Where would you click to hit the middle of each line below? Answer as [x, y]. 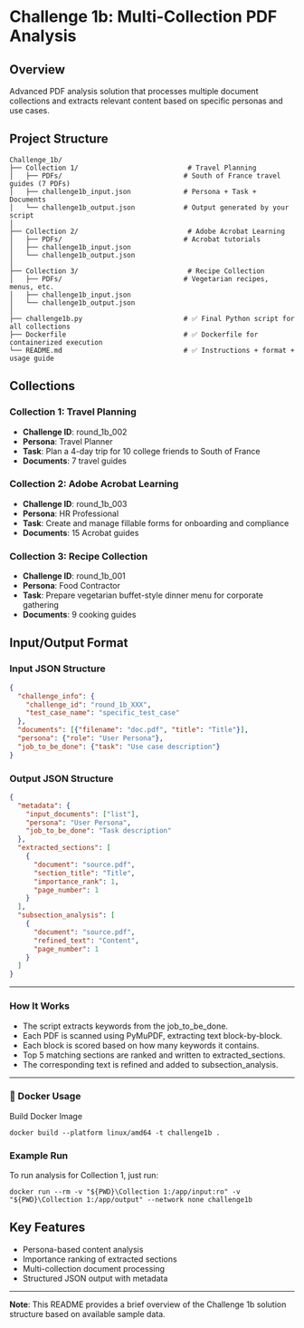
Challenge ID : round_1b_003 [75, 503]
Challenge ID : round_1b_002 [75, 432]
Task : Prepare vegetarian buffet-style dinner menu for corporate [143, 595]
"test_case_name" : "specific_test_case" [103, 713]
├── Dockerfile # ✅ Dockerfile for [134, 334]
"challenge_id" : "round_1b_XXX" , [89, 705]
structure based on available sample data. [87, 1313]
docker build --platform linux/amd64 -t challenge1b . [115, 1133]
